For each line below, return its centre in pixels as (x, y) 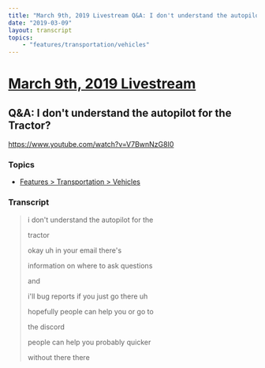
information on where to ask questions (90, 265)
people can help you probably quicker (89, 342)
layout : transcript (40, 30)
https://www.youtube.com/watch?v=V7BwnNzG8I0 (91, 145)
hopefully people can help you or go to (90, 311)
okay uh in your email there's (75, 250)
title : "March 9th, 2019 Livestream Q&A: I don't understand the (118, 15)
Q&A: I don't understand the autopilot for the (120, 113)
